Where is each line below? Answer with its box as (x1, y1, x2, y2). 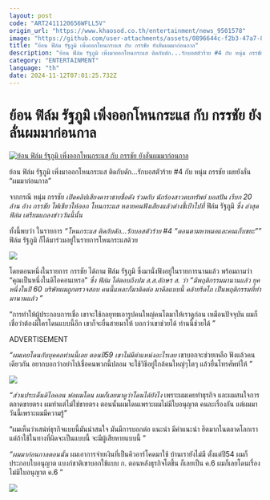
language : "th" (9, 64, 60, 72)
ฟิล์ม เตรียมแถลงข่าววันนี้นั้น (9, 209, 83, 219)
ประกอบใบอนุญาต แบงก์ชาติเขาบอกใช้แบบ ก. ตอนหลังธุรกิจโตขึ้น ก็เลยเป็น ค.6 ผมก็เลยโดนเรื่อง (9, 458, 261, 468)
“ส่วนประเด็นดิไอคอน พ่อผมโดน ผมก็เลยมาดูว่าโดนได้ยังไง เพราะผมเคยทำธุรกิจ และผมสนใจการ (9, 390, 260, 400)
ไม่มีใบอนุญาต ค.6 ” (9, 467, 63, 477)
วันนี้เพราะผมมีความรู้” (9, 408, 67, 417)
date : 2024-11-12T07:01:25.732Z (9, 71, 117, 79)
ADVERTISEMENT (9, 334, 69, 343)
